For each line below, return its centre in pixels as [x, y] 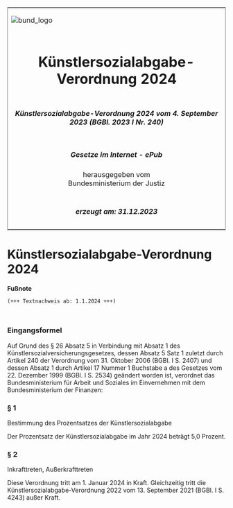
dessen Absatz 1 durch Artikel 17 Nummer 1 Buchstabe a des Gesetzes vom [115, 368]
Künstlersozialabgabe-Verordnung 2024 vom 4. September [116, 113]
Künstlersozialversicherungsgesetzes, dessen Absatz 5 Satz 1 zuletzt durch [115, 353]
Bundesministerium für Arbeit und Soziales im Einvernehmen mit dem [106, 382]
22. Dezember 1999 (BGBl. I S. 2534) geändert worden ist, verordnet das [111, 375]
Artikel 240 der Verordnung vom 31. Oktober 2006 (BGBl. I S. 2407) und [110, 360]
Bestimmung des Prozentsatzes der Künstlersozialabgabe [89, 423]
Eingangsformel [35, 330]
